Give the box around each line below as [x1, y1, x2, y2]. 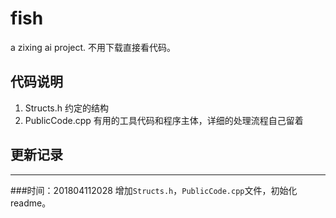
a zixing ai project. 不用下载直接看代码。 [10, 41, 177, 53]
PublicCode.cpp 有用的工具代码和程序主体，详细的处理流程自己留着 [24, 114, 304, 126]
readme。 [10, 197, 52, 209]
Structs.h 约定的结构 [24, 102, 109, 114]
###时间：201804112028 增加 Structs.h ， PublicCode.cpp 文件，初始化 [10, 184, 298, 196]
